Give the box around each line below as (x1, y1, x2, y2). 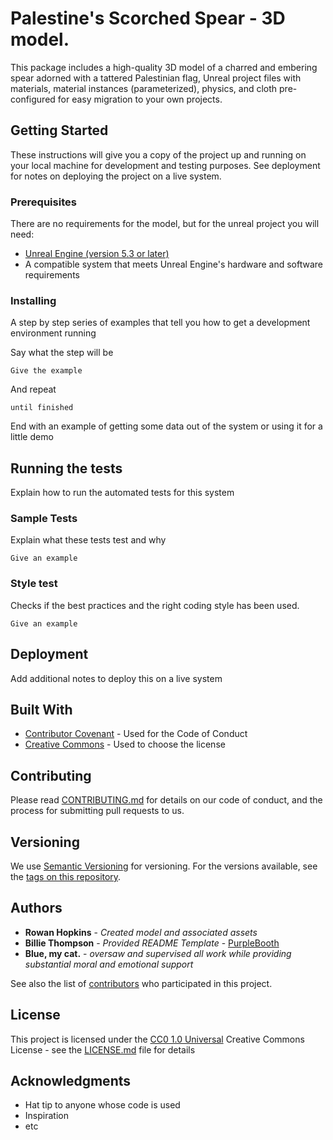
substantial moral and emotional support (24, 958, 194, 970)
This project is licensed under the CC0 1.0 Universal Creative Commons (10, 1033, 305, 1045)
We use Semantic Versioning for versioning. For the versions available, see (10, 860, 318, 872)
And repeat (10, 383, 57, 396)
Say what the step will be (10, 347, 114, 359)
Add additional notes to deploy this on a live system (10, 672, 223, 684)
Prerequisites (10, 195, 77, 209)
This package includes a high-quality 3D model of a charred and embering (10, 61, 318, 73)
